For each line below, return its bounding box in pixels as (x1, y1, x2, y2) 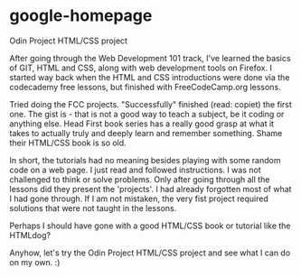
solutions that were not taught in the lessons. (9, 202, 177, 213)
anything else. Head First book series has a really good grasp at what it (9, 118, 274, 129)
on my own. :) (9, 256, 61, 267)
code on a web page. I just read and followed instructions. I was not (9, 164, 261, 175)
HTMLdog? (9, 229, 52, 240)
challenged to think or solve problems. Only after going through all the (9, 173, 270, 185)
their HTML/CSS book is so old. (9, 137, 127, 148)
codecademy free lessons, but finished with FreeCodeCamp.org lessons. (9, 81, 282, 92)
